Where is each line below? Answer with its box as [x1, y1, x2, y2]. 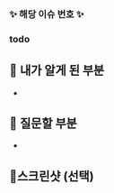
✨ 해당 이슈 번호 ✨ [9, 7, 84, 20]
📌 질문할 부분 [9, 115, 78, 132]
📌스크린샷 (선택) [9, 169, 94, 184]
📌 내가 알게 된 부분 [9, 63, 105, 78]
